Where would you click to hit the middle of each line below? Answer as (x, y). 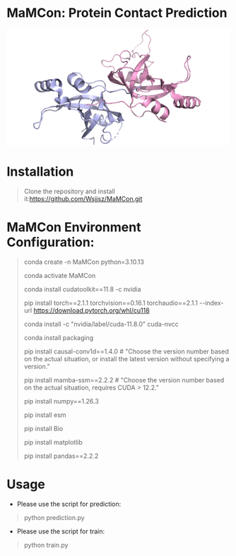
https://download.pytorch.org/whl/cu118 (92, 310)
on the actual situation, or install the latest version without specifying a (126, 359)
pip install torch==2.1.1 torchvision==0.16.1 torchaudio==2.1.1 (111, 303)
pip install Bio (43, 429)
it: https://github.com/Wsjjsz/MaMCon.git (83, 199)
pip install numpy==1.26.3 (61, 401)
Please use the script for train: (61, 531)
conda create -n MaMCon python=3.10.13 (84, 262)
